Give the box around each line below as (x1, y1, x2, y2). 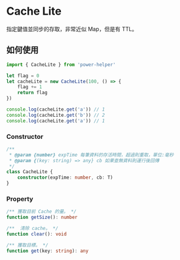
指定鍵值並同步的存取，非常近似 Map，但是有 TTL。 (6, 25, 137, 32)
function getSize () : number (6, 214, 78, 221)
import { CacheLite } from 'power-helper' (6, 61, 116, 68)
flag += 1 (17, 84, 43, 90)
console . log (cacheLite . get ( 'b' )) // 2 (6, 112, 105, 118)
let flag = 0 (6, 72, 40, 79)
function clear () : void (6, 231, 67, 237)
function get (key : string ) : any (6, 248, 88, 254)
